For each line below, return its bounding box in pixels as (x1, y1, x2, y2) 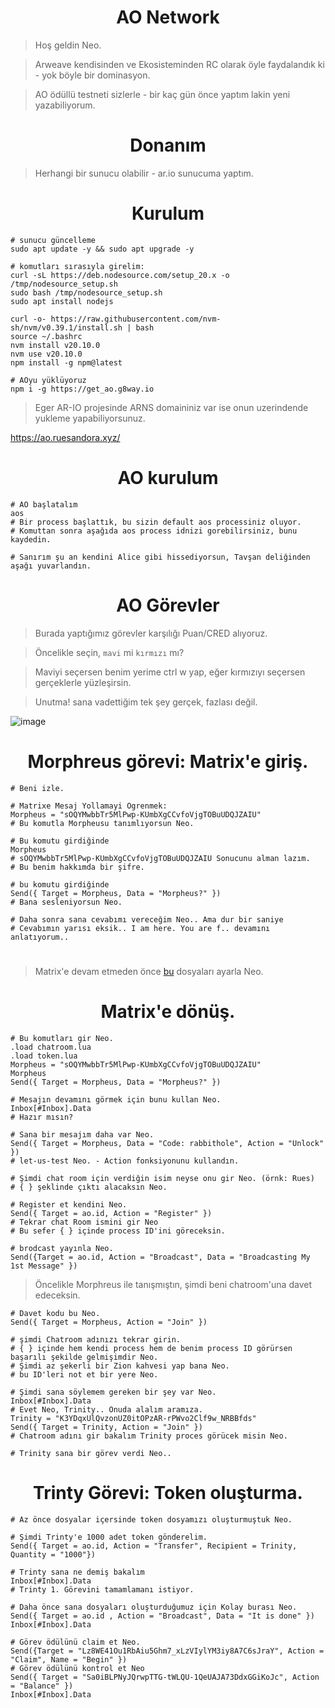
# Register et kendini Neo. (10, 1199, 128, 1210)
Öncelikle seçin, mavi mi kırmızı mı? (34, 646, 185, 658)
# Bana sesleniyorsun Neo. (10, 897, 123, 907)
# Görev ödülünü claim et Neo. (10, 1637, 141, 1647)
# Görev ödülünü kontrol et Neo (10, 1663, 145, 1673)
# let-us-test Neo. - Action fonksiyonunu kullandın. (10, 1156, 240, 1166)
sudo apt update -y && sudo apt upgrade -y (10, 244, 195, 254)
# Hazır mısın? (10, 1112, 74, 1122)
